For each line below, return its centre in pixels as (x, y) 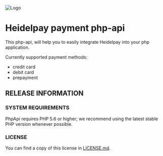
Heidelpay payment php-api (65, 28)
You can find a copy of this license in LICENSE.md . (58, 148)
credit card (24, 67)
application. (17, 47)
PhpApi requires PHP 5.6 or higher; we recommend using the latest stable (82, 119)
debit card (23, 72)
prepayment (25, 77)
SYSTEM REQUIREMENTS (37, 108)
